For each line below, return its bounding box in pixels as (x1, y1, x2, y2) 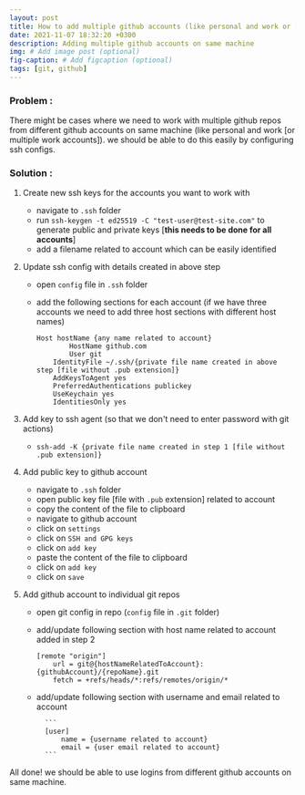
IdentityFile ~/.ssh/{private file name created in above (53, 357, 278, 367)
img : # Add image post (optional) (9, 47, 141, 57)
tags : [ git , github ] (9, 65, 88, 74)
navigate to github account (36, 513, 137, 524)
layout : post (9, 13, 59, 23)
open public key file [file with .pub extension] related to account (36, 494, 276, 505)
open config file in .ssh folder (36, 279, 148, 290)
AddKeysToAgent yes (53, 374, 127, 383)
